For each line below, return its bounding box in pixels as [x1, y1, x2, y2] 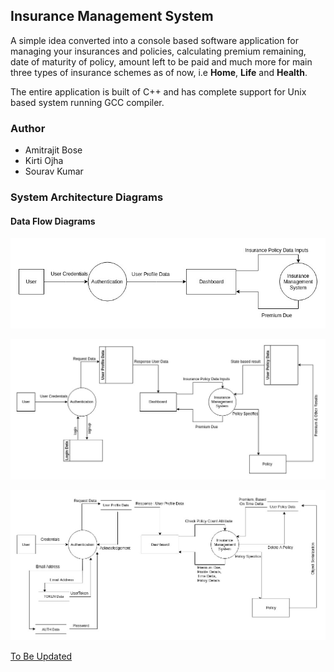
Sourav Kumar [24, 165, 84, 178]
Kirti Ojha [24, 155, 64, 167]
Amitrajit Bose [24, 144, 83, 156]
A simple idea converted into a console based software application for [10, 34, 299, 46]
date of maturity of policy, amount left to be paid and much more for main [10, 55, 313, 68]
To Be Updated [10, 650, 73, 662]
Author [10, 121, 46, 135]
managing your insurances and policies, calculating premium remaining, [10, 45, 307, 57]
